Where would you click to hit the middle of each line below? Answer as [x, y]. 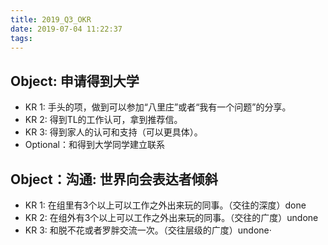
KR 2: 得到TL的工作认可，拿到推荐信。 [103, 120]
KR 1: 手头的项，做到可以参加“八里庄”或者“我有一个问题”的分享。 [158, 107]
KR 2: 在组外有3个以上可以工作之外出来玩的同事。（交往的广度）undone [171, 217]
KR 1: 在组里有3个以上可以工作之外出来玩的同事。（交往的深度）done [165, 205]
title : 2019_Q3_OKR [51, 19]
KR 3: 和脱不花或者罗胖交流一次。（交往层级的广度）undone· [148, 230]
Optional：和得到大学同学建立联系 [94, 145]
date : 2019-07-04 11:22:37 [66, 29]
